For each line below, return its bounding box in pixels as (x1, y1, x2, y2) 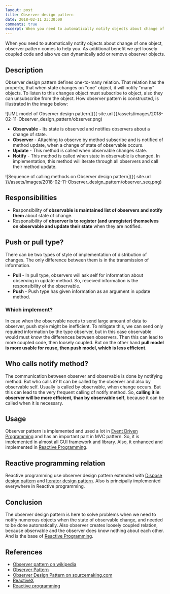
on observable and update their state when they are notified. (12, 223, 142, 229)
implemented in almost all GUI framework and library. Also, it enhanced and (5, 439, 163, 445)
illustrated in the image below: (5, 101, 69, 107)
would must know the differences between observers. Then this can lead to (5, 334, 163, 340)
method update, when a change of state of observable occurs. (12, 142, 144, 148)
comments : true (5, 21, 38, 27)
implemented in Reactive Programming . (5, 444, 88, 450)
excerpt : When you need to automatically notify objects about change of (5, 26, 165, 31)
